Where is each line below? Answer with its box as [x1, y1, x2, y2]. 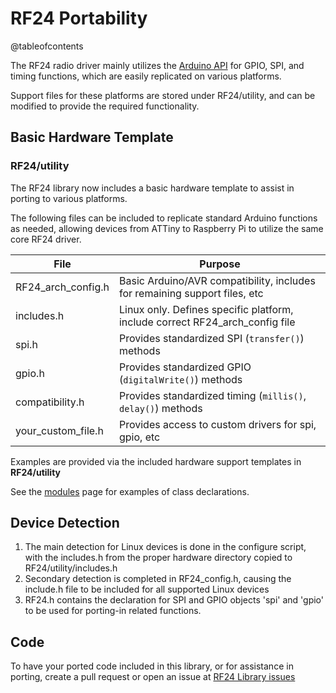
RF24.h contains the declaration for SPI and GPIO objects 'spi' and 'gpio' [24, 594, 324, 606]
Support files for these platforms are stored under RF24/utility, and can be [10, 89, 316, 101]
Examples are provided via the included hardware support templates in [10, 455, 302, 467]
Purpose [199, 257, 241, 271]
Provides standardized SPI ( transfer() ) [118, 331, 305, 345]
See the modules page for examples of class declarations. [10, 485, 250, 497]
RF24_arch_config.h [15, 280, 110, 294]
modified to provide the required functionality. [10, 100, 200, 112]
